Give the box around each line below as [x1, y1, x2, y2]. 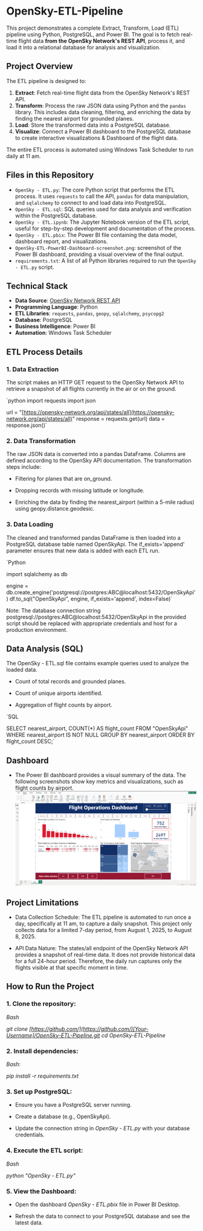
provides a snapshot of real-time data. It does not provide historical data [14, 951, 195, 959]
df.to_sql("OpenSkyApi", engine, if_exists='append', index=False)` [10, 595, 173, 602]
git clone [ [6, 1025, 31, 1032]
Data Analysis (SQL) [6, 644, 83, 654]
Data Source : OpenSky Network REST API [14, 297, 121, 304]
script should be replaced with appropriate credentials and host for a [6, 620, 177, 627]
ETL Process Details [6, 347, 83, 357]
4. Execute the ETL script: [6, 1146, 83, 1155]
